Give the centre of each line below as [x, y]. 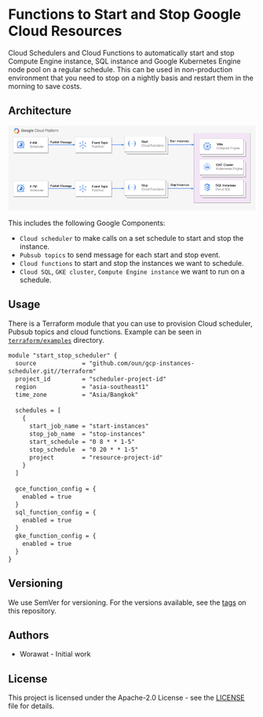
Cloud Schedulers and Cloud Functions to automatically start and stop [121, 53]
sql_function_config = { [56, 512]
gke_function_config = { [56, 536]
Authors [29, 636]
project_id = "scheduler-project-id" [91, 379]
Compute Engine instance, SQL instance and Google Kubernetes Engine [124, 61]
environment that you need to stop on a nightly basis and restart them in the [131, 78]
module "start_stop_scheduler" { [63, 355]
